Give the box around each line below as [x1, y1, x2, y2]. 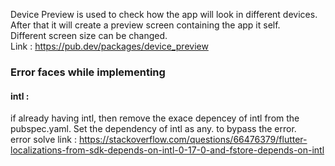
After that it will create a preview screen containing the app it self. [10, 19, 281, 31]
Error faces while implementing [10, 65, 166, 79]
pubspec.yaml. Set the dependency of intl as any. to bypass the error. [10, 123, 297, 135]
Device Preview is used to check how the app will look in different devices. [10, 9, 318, 20]
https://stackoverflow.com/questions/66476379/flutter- [78, 134, 308, 146]
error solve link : [10, 134, 77, 146]
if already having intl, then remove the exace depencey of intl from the [10, 112, 300, 124]
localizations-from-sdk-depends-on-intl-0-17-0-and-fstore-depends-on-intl [10, 144, 325, 156]
